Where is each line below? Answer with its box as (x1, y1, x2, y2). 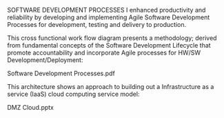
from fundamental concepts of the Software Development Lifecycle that (7, 41, 212, 49)
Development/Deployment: (7, 56, 83, 64)
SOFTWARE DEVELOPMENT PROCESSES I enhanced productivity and (7, 6, 206, 14)
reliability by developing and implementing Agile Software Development (7, 13, 210, 21)
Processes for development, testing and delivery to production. (7, 21, 187, 28)
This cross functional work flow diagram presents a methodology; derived (7, 34, 217, 42)
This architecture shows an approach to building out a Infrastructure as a (7, 83, 214, 90)
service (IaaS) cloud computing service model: (7, 90, 140, 98)
